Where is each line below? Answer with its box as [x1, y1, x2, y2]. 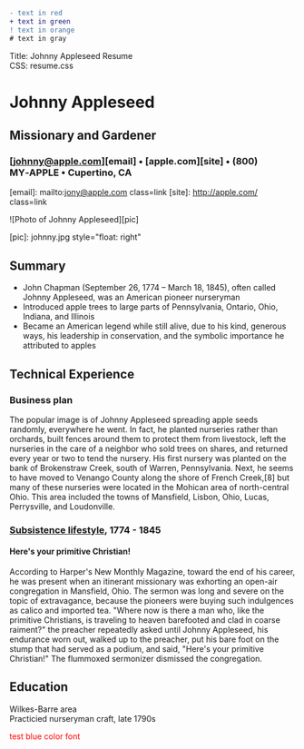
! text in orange [9, 25, 75, 34]
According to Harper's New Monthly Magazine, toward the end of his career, [9, 567, 296, 577]
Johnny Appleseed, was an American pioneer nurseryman [22, 291, 240, 303]
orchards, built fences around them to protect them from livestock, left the [9, 433, 287, 444]
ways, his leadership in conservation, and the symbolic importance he [22, 330, 285, 341]
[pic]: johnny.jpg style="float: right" [9, 232, 142, 242]
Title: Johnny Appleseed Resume [9, 50, 133, 61]
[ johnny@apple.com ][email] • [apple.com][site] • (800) [9, 155, 259, 167]
